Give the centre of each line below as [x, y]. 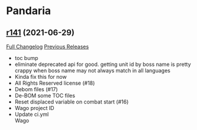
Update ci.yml [32, 114]
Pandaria [29, 11]
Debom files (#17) [36, 89]
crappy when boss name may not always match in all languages [92, 71]
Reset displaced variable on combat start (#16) [72, 102]
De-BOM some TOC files [45, 96]
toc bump [26, 58]
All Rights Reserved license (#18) [55, 83]
